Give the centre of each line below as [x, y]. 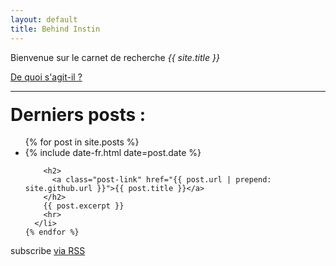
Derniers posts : [78, 114]
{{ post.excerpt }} [84, 206]
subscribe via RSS [48, 251]
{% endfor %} [52, 232]
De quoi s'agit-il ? [46, 77]
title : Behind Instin [55, 29]
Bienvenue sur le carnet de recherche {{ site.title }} [115, 57]
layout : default [44, 19]
